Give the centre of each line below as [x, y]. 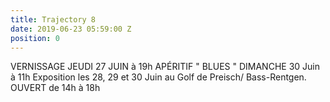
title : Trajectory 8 [53, 19]
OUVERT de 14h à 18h [55, 88]
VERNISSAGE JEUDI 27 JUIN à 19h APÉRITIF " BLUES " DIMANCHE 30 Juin [165, 67]
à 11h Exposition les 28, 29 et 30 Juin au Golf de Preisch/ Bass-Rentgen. [158, 77]
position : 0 [35, 38]
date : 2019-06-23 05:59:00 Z [71, 29]
